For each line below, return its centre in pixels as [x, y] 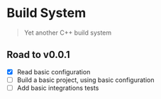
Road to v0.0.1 [38, 55]
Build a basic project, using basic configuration [85, 80]
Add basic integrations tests [58, 88]
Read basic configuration [54, 71]
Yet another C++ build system [68, 33]
